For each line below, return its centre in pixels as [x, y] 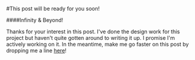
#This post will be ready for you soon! [53, 9]
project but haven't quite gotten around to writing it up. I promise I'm [91, 38]
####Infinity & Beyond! [35, 20]
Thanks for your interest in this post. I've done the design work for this [93, 31]
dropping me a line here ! [37, 50]
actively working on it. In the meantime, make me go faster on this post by [97, 44]
